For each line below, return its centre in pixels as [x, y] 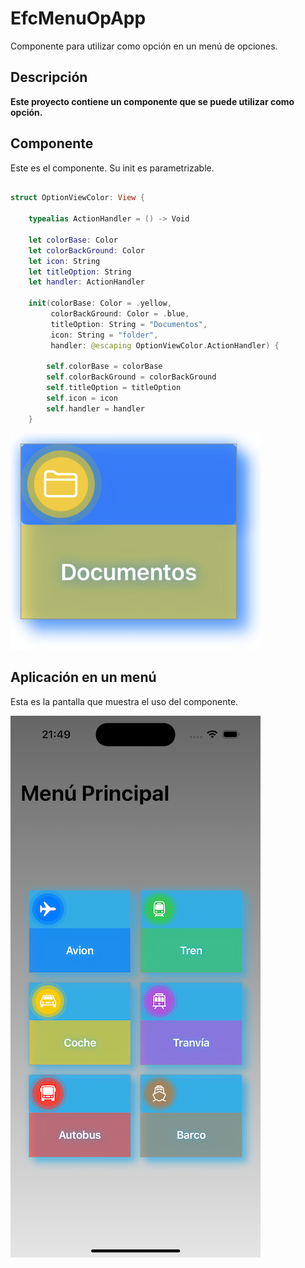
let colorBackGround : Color [86, 250]
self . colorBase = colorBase [104, 367]
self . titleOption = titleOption [114, 388]
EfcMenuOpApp [78, 18]
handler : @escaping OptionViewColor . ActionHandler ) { [165, 345]
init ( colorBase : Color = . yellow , [100, 303]
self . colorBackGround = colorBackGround [131, 377]
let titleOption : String [80, 272]
